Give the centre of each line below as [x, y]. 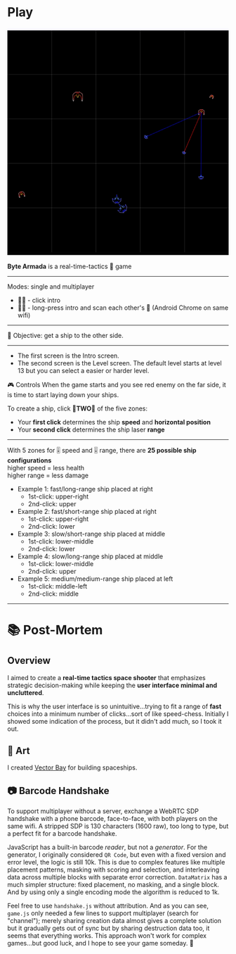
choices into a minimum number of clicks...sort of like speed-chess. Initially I [118, 714]
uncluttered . [26, 692]
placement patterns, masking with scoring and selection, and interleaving [113, 870]
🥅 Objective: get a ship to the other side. [66, 335]
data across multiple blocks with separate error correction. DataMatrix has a [117, 877]
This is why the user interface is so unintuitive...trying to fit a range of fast [114, 706]
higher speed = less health [46, 467]
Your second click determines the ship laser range [91, 429]
